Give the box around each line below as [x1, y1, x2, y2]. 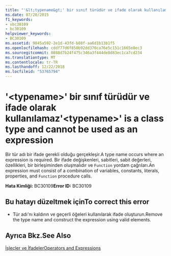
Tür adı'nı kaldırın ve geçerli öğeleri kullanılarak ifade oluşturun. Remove [12, 211, 163, 217]
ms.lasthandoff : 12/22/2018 [5, 64, 65, 69]
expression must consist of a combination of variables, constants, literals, [5, 167, 159, 173]
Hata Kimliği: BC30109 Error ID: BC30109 [5, 183, 92, 189]
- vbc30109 [5, 21, 28, 27]
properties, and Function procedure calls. [5, 173, 92, 179]
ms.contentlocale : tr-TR [5, 60, 58, 65]
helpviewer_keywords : [5, 31, 51, 36]
